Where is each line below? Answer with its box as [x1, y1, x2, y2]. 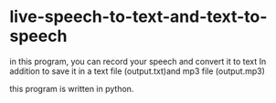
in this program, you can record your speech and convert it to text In [9, 56, 267, 67]
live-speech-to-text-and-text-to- [9, 6, 268, 27]
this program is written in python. [9, 83, 134, 94]
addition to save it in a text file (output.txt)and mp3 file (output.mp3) [9, 66, 265, 77]
